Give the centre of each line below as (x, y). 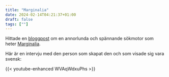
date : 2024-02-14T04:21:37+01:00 (41, 15)
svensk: (13, 59)
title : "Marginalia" (27, 10)
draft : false (19, 19)
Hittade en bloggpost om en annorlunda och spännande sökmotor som (80, 38)
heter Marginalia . (23, 44)
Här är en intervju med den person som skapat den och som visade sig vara (85, 54)
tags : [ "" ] (17, 24)
